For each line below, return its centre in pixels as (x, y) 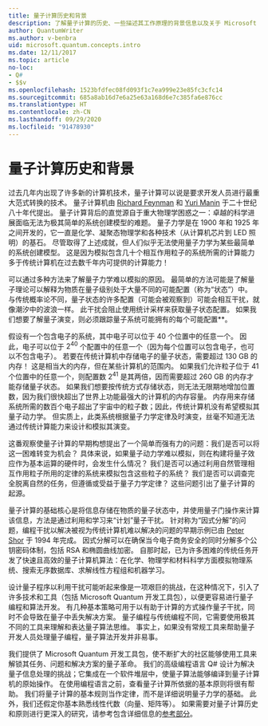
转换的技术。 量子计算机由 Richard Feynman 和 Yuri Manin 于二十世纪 (143, 202)
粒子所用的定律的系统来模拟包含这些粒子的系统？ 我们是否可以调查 (138, 473)
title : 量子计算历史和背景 (48, 16)
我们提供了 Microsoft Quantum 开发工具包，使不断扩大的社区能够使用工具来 (133, 654)
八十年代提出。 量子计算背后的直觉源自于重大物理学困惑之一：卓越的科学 (128, 212)
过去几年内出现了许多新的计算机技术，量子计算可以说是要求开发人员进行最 (130, 192)
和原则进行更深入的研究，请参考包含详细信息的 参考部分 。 (102, 714)
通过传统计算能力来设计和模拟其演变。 (71, 426)
